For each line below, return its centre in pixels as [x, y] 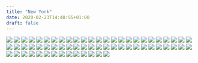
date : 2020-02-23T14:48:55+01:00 [48, 17]
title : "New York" [29, 12]
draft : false [22, 23]
